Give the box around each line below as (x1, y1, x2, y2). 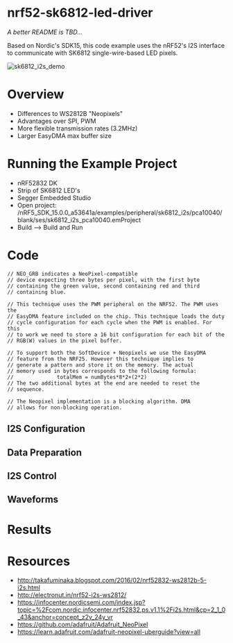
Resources (7, 553, 71, 569)
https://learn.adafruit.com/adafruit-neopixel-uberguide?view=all (17, 628, 201, 636)
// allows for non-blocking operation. (7, 404, 123, 411)
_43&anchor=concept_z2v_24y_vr (17, 613, 113, 621)
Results (7, 521, 52, 537)
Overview (7, 87, 64, 102)
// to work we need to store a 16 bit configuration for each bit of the (7, 331, 225, 338)
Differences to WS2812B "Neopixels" (17, 109, 123, 117)
